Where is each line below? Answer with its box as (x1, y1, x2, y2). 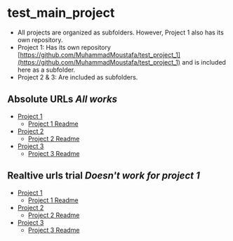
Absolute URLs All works (7, 93, 118, 105)
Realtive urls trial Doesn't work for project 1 (7, 170, 200, 182)
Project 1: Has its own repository (17, 43, 111, 51)
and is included (182, 58, 227, 66)
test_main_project (7, 5, 115, 21)
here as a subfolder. (17, 65, 76, 74)
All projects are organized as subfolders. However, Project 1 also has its (17, 28, 225, 37)
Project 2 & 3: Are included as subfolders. (17, 72, 138, 82)
